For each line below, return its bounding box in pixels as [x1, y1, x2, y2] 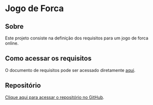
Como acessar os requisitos [5, 54, 92, 63]
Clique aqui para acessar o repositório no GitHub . [5, 94, 105, 100]
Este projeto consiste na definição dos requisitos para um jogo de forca [5, 35, 149, 41]
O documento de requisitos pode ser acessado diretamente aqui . [5, 67, 135, 73]
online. [5, 40, 19, 46]
